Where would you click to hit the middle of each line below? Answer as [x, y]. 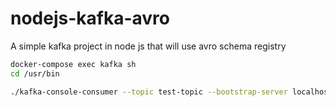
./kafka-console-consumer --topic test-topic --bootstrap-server [149, 92]
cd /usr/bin [35, 73]
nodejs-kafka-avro [90, 18]
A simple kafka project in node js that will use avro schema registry [148, 46]
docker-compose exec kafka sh [73, 64]
